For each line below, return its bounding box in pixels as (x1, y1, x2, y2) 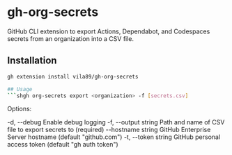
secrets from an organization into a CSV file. (7, 34, 134, 42)
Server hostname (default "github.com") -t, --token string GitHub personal (7, 133, 221, 141)
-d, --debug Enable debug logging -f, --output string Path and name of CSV (7, 118, 225, 127)
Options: (7, 105, 32, 113)
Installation (7, 55, 57, 67)
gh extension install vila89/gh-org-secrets (7, 73, 139, 80)
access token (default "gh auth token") (7, 140, 118, 149)
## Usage (7, 85, 33, 92)
